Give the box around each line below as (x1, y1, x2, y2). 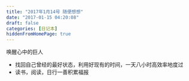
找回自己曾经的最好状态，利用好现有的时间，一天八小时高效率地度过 (14, 61, 184, 68)
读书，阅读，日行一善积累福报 (14, 68, 89, 76)
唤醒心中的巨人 (6, 49, 43, 56)
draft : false (6, 20, 39, 26)
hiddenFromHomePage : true (6, 31, 71, 37)
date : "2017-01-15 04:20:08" (6, 14, 79, 20)
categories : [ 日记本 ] (6, 25, 58, 32)
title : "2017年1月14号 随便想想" (6, 8, 83, 15)
